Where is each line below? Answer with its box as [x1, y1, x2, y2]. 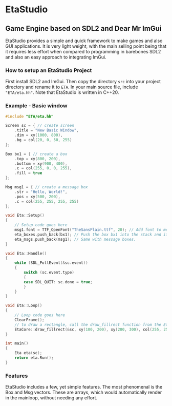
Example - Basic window [5, 102, 68, 109]
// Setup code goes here [14, 222, 68, 228]
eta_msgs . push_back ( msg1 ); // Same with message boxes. [14, 237, 137, 242]
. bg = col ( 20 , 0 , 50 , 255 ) [14, 138, 72, 143]
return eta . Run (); [14, 355, 54, 360]
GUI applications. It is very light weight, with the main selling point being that [5, 43, 167, 49]
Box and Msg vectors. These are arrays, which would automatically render [5, 389, 162, 396]
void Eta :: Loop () [5, 303, 42, 308]
